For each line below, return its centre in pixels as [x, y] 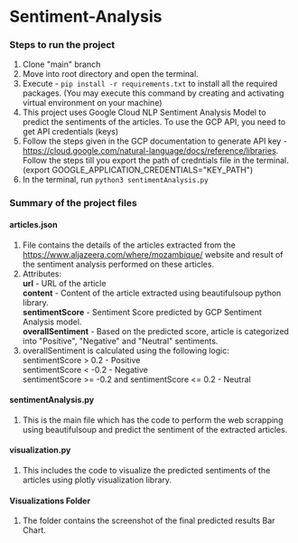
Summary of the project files [73, 203]
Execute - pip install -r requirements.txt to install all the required [150, 84]
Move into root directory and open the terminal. [110, 74]
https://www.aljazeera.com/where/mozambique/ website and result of [153, 254]
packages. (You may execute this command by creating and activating [153, 93]
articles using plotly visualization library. [97, 480]
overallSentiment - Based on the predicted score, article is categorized [155, 331]
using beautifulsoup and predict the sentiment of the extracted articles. [155, 429]
